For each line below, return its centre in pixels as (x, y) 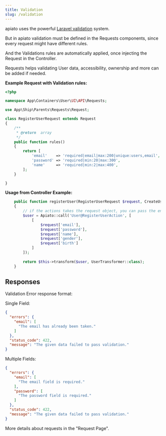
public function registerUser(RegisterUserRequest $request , (78, 202)
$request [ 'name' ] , (59, 234)
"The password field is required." (55, 396)
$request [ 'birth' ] (59, 243)
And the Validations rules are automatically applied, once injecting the (76, 53)
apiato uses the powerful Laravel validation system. (57, 28)
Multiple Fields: (21, 359)
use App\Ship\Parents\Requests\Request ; (47, 110)
